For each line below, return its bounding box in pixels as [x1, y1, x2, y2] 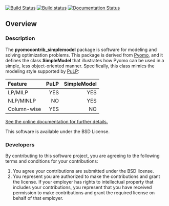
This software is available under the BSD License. [5, 128, 110, 135]
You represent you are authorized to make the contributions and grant [12, 173, 160, 179]
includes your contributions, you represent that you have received [12, 184, 152, 190]
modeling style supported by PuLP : [5, 68, 79, 74]
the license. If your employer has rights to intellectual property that [12, 178, 154, 185]
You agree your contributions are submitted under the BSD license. [12, 168, 154, 174]
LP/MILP [8, 89, 29, 96]
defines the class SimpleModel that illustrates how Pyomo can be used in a [5, 57, 164, 63]
